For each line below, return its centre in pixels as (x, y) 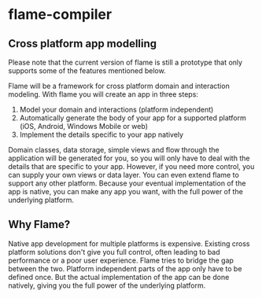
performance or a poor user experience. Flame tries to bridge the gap (121, 260)
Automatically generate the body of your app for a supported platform (133, 118)
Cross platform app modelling (83, 44)
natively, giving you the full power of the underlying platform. (107, 285)
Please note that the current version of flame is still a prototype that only (125, 62)
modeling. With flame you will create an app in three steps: (103, 94)
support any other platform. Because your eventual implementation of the (127, 183)
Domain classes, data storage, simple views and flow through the (114, 150)
